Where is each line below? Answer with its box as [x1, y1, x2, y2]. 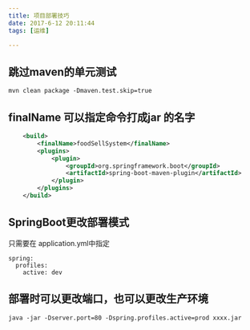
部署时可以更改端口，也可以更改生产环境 [8, 292, 208, 306]
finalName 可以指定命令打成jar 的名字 [8, 110, 196, 124]
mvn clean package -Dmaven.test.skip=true [8, 87, 152, 95]
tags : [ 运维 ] [8, 26, 50, 34]
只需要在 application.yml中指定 [8, 238, 110, 248]
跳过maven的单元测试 [8, 65, 117, 78]
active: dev [22, 268, 62, 276]
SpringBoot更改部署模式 [8, 216, 130, 229]
